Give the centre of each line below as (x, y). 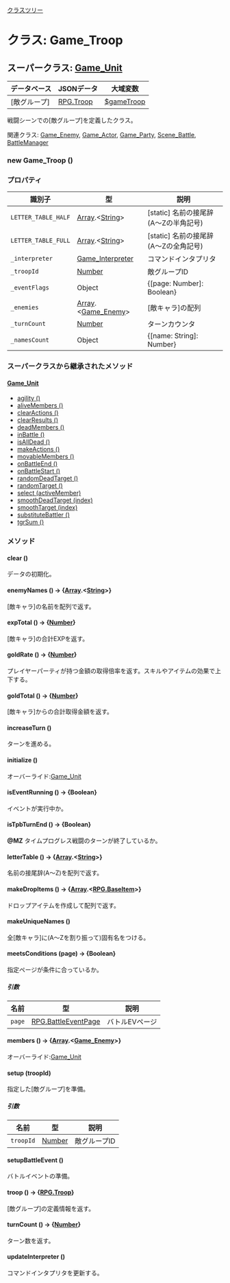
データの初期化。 (31, 574)
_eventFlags (30, 288)
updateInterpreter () (36, 1257)
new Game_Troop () (40, 160)
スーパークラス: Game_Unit (65, 68)
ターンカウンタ (171, 325)
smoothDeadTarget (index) (55, 500)
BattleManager (28, 142)
